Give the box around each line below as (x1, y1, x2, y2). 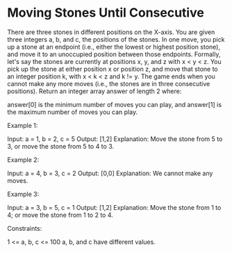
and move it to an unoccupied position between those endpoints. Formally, (7, 50, 221, 58)
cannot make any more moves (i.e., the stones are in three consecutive (7, 79, 210, 88)
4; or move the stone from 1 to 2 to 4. (7, 211, 113, 219)
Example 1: (7, 121, 38, 129)
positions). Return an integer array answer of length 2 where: (7, 87, 182, 95)
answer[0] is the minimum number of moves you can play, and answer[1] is (7, 100, 222, 108)
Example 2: (7, 155, 40, 164)
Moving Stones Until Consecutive (7, 5, 205, 21)
